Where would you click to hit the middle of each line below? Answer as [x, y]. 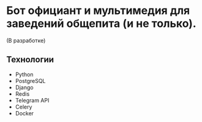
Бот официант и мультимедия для [98, 11]
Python [24, 74]
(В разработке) [26, 40]
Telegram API [32, 100]
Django [24, 87]
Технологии [30, 59]
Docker [24, 113]
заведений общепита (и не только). [102, 23]
